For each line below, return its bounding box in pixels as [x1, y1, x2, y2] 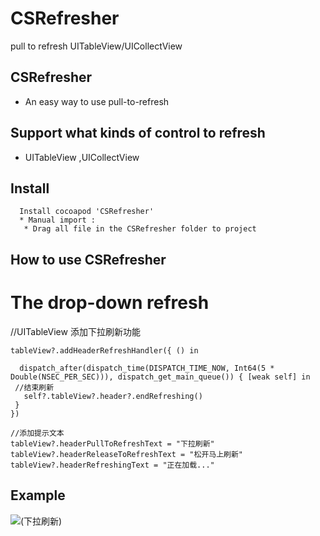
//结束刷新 [14, 382, 55, 392]
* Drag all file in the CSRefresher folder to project [23, 224, 257, 234]
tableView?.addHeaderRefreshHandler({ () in [10, 345, 199, 356]
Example [10, 487, 66, 504]
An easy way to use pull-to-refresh [24, 95, 170, 107]
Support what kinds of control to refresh [10, 125, 266, 142]
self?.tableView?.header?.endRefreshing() [23, 391, 203, 401]
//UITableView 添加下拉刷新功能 [10, 325, 141, 337]
